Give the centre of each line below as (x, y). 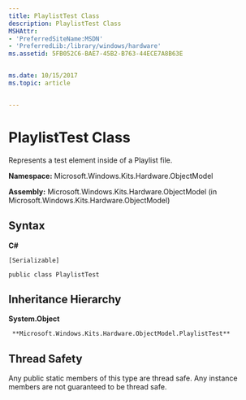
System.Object (34, 319)
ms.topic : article (39, 83)
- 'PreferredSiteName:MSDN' (56, 39)
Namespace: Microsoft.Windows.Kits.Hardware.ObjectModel (111, 176)
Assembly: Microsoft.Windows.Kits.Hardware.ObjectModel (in (113, 191)
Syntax (27, 226)
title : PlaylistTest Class (54, 16)
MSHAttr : (23, 31)
